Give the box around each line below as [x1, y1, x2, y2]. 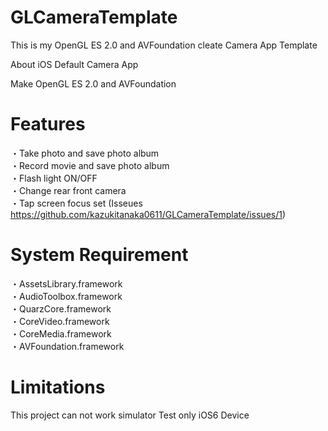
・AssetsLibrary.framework [10, 277, 123, 290]
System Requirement [10, 244, 189, 266]
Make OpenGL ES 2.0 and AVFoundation [10, 77, 177, 90]
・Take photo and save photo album [10, 147, 160, 159]
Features [10, 113, 86, 136]
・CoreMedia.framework [10, 327, 112, 340]
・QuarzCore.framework [10, 302, 112, 315]
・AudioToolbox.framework [10, 290, 123, 302]
